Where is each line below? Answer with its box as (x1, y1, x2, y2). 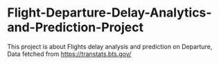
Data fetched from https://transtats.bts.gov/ (7, 50, 132, 58)
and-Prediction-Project (7, 19, 144, 35)
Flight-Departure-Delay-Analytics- (7, 5, 212, 21)
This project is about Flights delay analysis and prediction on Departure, (7, 42, 213, 50)
